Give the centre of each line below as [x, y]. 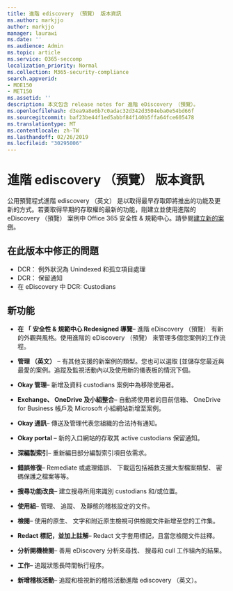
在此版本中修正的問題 [53, 251]
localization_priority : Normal [53, 66]
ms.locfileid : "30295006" [45, 144]
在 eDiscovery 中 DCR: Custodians [66, 286]
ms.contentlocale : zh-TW [43, 130]
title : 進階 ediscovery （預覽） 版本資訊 [64, 14]
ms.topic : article [34, 53]
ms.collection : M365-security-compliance [68, 72]
